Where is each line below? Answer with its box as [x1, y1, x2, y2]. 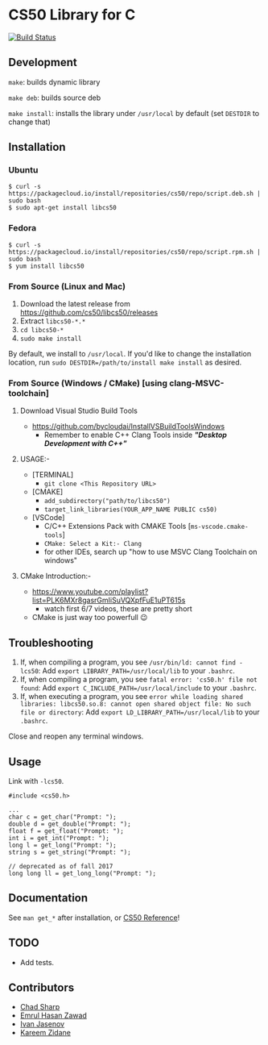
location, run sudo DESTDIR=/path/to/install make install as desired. [8, 357, 242, 368]
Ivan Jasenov [19, 1019, 65, 1029]
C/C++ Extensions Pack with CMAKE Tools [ [43, 522, 192, 531]
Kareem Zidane [19, 1028, 71, 1038]
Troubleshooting [8, 635, 94, 650]
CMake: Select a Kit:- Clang [43, 540, 142, 548]
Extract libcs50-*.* [19, 316, 86, 326]
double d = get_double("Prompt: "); [8, 820, 131, 828]
